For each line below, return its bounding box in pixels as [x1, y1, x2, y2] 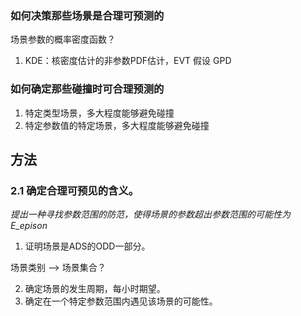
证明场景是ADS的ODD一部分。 [24, 240, 151, 252]
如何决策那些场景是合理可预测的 [10, 8, 165, 22]
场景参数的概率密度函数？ [10, 33, 116, 46]
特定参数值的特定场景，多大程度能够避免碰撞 [24, 119, 210, 131]
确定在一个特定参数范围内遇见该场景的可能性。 [24, 295, 218, 307]
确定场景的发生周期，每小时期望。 [24, 283, 166, 295]
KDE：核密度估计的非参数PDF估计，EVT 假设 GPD [24, 55, 232, 67]
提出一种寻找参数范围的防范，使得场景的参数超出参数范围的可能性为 [10, 208, 291, 221]
